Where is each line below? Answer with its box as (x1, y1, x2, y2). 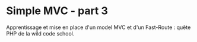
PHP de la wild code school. (6, 30, 75, 37)
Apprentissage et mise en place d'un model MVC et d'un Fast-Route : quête (6, 24, 191, 31)
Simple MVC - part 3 (6, 4, 109, 18)
